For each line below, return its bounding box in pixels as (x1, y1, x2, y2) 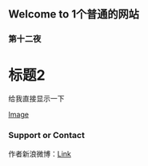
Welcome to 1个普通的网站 (8, 7, 140, 22)
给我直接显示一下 (8, 94, 65, 104)
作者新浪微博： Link (8, 148, 72, 158)
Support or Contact (8, 130, 86, 141)
